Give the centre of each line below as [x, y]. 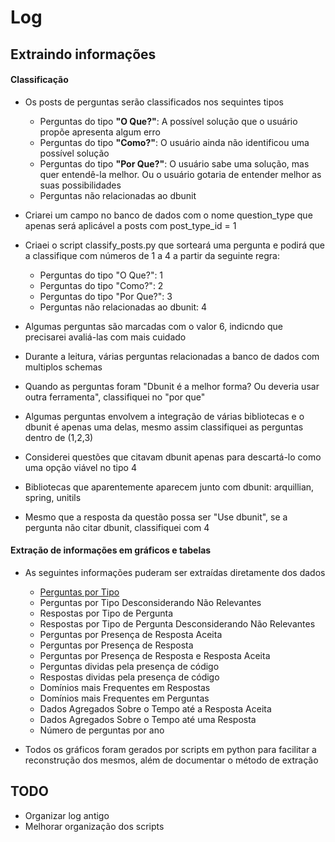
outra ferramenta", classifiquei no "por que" [115, 397]
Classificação [39, 80]
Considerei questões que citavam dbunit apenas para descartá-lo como [173, 457]
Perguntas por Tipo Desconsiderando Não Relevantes [150, 602]
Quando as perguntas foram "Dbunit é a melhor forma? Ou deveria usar [172, 386]
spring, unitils [53, 497]
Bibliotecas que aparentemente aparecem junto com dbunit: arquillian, [169, 487]
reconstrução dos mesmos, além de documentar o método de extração [171, 760]
